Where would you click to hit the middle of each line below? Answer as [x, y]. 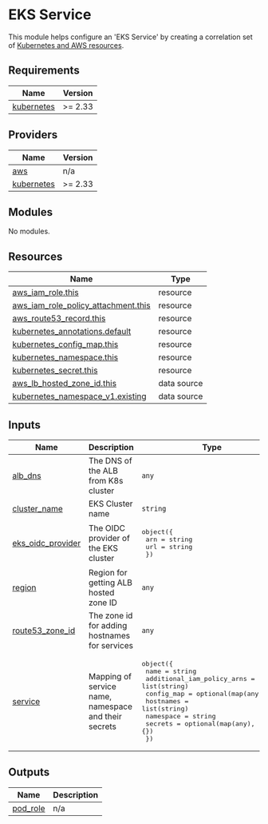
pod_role [29, 808]
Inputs [25, 425]
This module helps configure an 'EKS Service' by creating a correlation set [130, 37]
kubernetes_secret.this [55, 371]
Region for [108, 573]
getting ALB [110, 583]
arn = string [169, 539]
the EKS [103, 548]
